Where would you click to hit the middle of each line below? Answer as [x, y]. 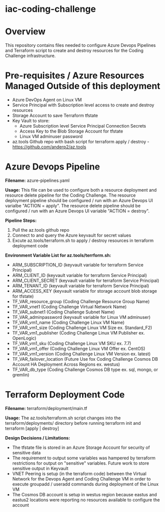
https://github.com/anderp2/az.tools [49, 147]
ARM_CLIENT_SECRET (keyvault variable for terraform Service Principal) [86, 280]
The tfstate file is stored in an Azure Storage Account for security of [81, 447]
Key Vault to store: [31, 121]
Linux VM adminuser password [51, 137]
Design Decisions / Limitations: [38, 438]
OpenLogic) [24, 338]
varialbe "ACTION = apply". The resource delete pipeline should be [73, 206]
